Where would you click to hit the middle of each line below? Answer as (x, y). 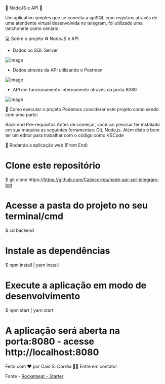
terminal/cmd (34, 216)
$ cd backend (20, 230)
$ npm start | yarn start (29, 310)
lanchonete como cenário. (32, 28)
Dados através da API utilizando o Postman (57, 70)
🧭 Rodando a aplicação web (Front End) (47, 145)
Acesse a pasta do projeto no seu (77, 206)
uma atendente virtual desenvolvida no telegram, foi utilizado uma (74, 23)
